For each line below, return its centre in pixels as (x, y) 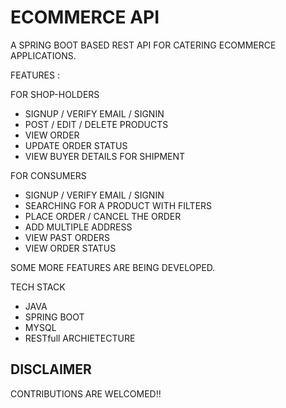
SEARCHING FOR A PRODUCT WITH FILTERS (118, 205)
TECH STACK (38, 287)
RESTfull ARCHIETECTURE (80, 338)
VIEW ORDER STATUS (70, 248)
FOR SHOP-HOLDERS (55, 94)
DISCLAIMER (51, 369)
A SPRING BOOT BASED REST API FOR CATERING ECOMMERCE (143, 45)
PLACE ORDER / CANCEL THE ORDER (103, 216)
